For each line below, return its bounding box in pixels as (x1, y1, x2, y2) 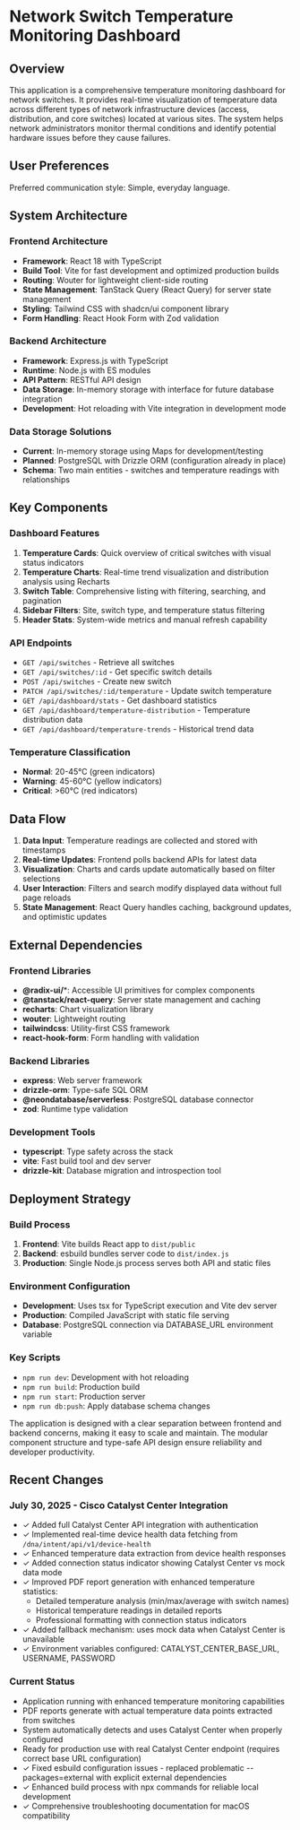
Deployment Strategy (9, 1191, 132, 1207)
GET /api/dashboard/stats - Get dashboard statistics (21, 695, 218, 706)
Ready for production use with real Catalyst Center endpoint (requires (21, 1743, 280, 1754)
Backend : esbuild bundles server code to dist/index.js (21, 1248, 230, 1259)
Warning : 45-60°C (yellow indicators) (21, 776, 163, 786)
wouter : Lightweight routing (21, 1013, 126, 1024)
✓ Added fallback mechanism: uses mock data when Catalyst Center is (21, 1625, 286, 1635)
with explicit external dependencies (95, 1772, 227, 1782)
